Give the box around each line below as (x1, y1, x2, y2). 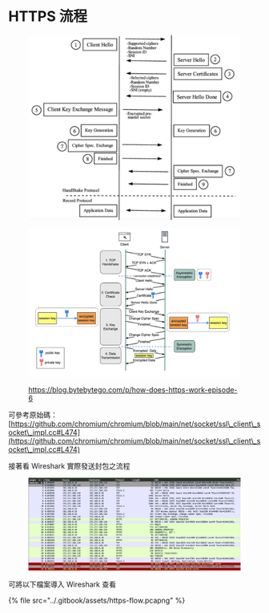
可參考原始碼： (8, 410, 58, 420)
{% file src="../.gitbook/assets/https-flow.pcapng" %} (8, 595, 186, 605)
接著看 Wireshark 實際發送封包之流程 (8, 461, 130, 471)
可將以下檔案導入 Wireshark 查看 (8, 579, 116, 589)
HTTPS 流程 (8, 7, 88, 26)
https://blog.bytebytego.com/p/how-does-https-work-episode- (28, 385, 238, 395)
